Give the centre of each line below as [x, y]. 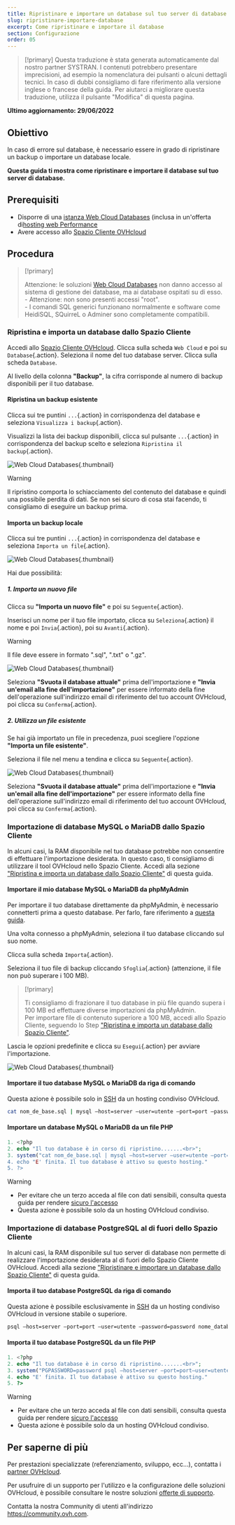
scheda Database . [32, 362]
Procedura [31, 254]
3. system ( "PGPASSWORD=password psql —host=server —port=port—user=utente [119, 1370]
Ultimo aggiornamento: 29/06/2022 [60, 111]
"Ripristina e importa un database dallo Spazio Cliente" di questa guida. [110, 873]
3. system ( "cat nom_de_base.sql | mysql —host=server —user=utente [108, 1155]
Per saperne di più [48, 1448]
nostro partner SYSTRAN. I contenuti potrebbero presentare [111, 67]
